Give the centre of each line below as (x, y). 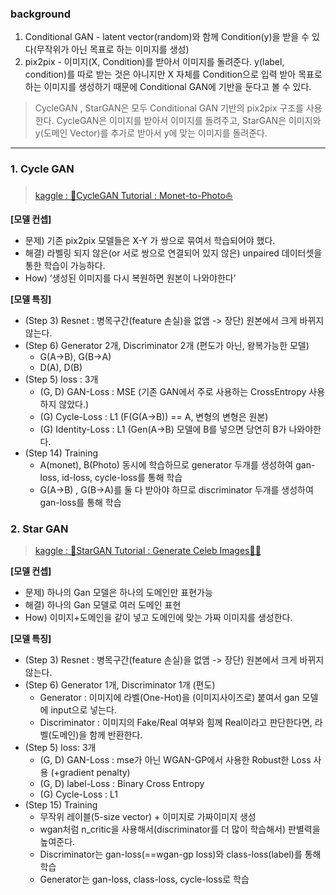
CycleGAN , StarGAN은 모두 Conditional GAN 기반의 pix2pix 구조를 (169, 108)
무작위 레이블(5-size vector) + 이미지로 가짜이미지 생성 (148, 816)
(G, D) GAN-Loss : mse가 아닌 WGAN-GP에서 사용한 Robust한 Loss (175, 759)
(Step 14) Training (61, 453)
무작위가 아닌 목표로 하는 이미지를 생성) (113, 49)
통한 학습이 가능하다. (65, 265)
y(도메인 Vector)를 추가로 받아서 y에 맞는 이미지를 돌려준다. (151, 133)
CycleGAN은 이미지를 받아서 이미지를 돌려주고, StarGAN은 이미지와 (189, 121)
